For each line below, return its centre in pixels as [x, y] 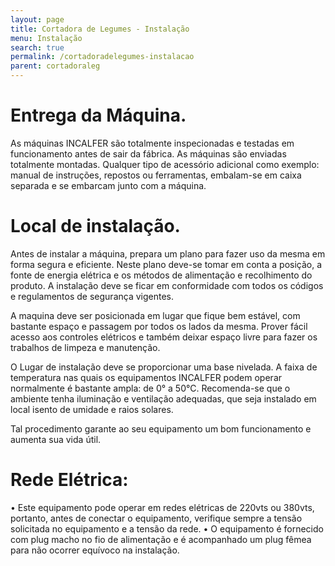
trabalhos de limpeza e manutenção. [85, 347]
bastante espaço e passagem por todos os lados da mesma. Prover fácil [159, 326]
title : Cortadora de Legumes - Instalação [100, 29]
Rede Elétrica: [69, 480]
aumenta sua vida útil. [56, 439]
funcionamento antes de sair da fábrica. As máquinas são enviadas [148, 153]
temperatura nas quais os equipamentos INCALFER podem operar [146, 377]
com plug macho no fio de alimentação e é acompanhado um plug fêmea [161, 539]
